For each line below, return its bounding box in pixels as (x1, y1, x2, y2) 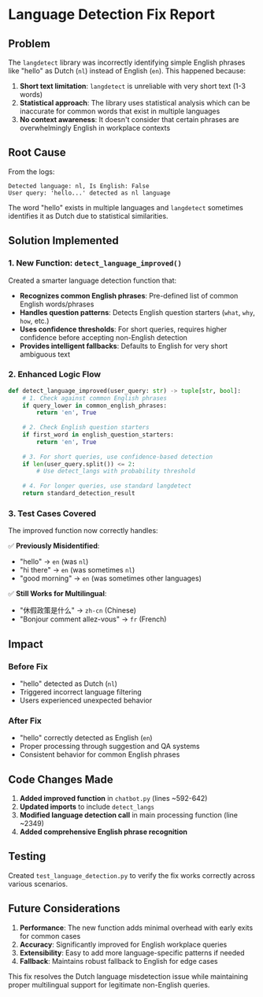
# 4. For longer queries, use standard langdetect (22, 482, 192, 490)
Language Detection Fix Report (8, 6, 215, 24)
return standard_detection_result (22, 490, 135, 498)
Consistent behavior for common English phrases (19, 750, 180, 759)
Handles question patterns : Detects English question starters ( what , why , (19, 307, 256, 317)
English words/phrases (19, 299, 94, 309)
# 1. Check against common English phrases (22, 394, 168, 402)
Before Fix (8, 661, 49, 672)
